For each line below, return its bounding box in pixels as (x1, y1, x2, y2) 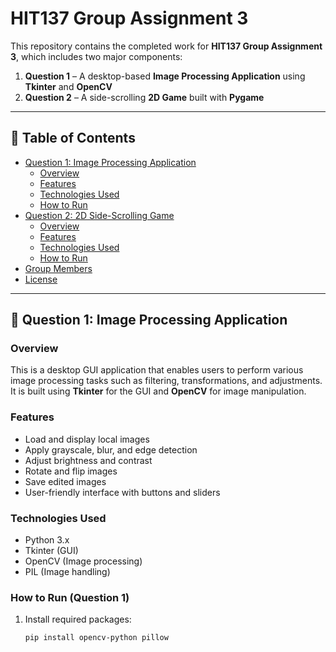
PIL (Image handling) (24, 566, 111, 578)
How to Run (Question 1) (10, 590, 130, 604)
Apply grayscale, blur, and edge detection (24, 443, 198, 456)
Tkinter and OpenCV (24, 80, 113, 92)
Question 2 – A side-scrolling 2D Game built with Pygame (24, 91, 265, 103)
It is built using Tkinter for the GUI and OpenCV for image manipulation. (10, 385, 307, 397)
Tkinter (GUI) (24, 545, 79, 557)
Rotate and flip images (24, 465, 118, 477)
